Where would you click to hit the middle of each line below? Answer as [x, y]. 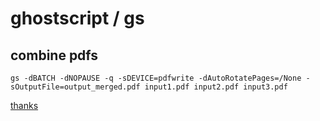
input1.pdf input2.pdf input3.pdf [216, 87]
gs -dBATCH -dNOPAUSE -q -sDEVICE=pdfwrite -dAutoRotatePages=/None [156, 78]
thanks [24, 105]
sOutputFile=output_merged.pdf [75, 87]
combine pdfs [54, 55]
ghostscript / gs [77, 18]
